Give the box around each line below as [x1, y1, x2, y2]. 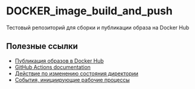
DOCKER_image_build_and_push [6, 4, 173, 18]
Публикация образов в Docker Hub [14, 57, 104, 64]
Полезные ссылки [6, 41, 78, 51]
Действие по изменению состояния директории [14, 70, 139, 77]
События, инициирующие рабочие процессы [14, 76, 130, 83]
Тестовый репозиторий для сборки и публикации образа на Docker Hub [6, 24, 190, 31]
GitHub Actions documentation [14, 63, 91, 70]
